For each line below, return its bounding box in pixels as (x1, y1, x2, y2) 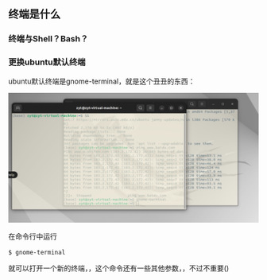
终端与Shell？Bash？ (8, 33, 89, 45)
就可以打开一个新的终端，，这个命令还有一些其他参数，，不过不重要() (8, 263, 230, 273)
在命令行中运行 (8, 231, 57, 241)
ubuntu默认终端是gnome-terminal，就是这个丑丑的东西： (8, 76, 195, 86)
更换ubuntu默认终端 (8, 56, 86, 68)
